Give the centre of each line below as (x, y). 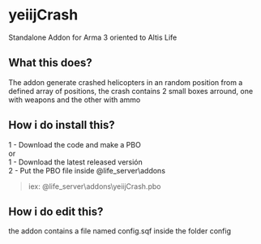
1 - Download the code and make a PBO (75, 144)
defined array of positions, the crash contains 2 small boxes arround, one (131, 91)
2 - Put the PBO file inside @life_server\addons (87, 170)
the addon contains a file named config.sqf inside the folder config (120, 231)
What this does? (51, 63)
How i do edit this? (56, 211)
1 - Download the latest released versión (76, 162)
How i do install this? (62, 125)
